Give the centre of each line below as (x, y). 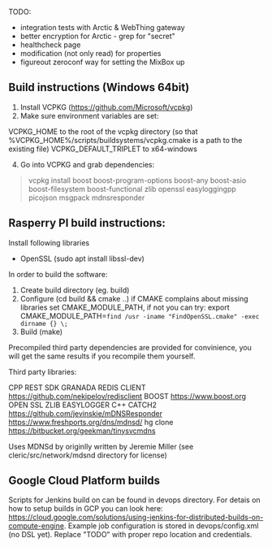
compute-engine (37, 526)
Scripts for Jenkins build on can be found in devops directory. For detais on (135, 500)
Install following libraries (49, 242)
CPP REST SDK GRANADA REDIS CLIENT (77, 387)
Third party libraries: (43, 371)
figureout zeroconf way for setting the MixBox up (102, 62)
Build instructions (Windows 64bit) (99, 87)
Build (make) (41, 332)
